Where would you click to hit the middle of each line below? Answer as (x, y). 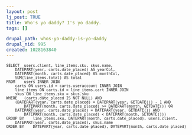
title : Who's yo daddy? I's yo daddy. (54, 22)
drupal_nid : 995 (26, 44)
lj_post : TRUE (24, 17)
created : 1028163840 (32, 50)
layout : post (22, 12)
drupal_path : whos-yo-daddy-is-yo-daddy (57, 39)
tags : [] (17, 28)
